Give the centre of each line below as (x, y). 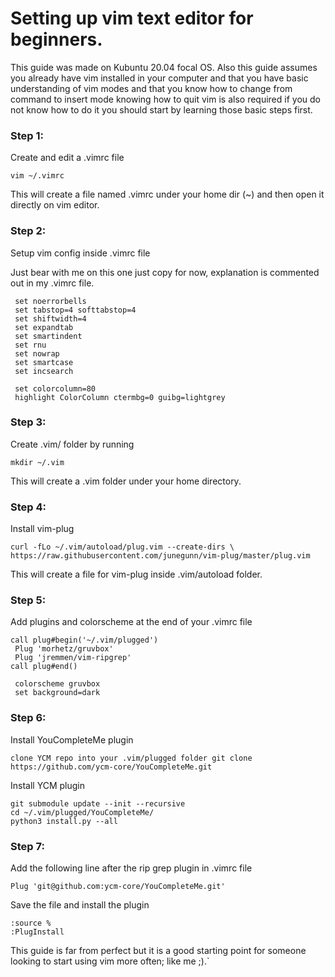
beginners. (56, 39)
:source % (31, 923)
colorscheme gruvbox (57, 684)
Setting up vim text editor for (132, 18)
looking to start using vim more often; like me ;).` (110, 961)
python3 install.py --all (64, 821)
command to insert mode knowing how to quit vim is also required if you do (165, 99)
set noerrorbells (50, 301)
